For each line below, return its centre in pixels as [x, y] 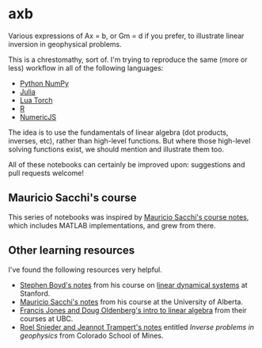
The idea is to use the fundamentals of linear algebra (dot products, [118, 132]
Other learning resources [72, 250]
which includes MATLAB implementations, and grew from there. [112, 225]
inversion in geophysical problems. [65, 44]
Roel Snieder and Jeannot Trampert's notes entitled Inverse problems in [137, 327]
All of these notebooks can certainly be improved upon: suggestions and [127, 164]
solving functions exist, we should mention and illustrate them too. [116, 149]
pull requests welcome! [46, 173]
